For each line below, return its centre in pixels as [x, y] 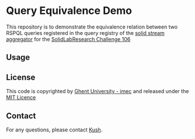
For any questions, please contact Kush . [54, 130]
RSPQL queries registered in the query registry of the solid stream [85, 33]
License [21, 77]
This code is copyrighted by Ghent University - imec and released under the [97, 91]
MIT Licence [21, 98]
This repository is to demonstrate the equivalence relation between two [92, 27]
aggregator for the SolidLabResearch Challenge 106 [68, 39]
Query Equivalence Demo [69, 11]
